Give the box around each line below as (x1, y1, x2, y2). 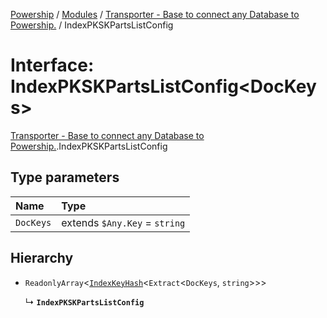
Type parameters (10, 169, 120, 186)
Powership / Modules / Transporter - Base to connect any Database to (10, 9, 300, 20)
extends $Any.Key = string (61, 215, 186, 229)
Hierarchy (10, 250, 74, 267)
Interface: (10, 54, 95, 77)
